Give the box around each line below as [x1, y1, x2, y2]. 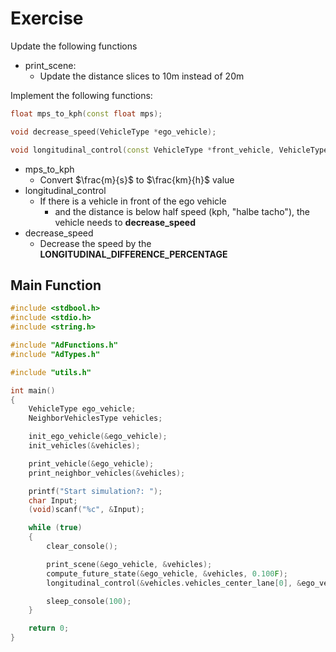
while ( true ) [28, 523, 83, 533]
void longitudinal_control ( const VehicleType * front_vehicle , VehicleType [10, 145, 329, 155]
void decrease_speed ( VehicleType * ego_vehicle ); [10, 127, 217, 137]
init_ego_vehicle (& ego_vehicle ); [28, 432, 168, 442]
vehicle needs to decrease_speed [54, 216, 196, 228]
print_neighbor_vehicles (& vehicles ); [28, 468, 186, 478]
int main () [10, 385, 56, 396]
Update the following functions [10, 40, 138, 52]
